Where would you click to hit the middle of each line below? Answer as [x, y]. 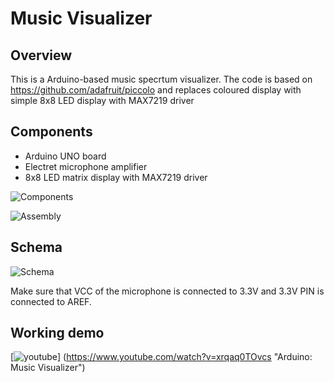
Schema [36, 247]
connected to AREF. [51, 301]
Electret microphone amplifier [86, 166]
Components [51, 132]
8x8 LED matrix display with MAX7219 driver [116, 177]
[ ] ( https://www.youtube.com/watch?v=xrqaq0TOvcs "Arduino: [161, 357]
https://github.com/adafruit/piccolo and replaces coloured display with [156, 90]
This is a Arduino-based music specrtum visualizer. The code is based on [161, 79]
